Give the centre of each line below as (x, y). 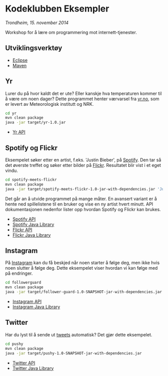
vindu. (12, 170)
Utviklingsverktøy (34, 48)
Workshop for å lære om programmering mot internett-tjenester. (71, 32)
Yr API (19, 132)
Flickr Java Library (31, 235)
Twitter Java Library (33, 368)
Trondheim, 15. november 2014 (37, 23)
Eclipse (20, 60)
